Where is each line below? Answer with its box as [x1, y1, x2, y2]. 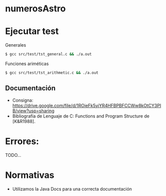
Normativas [5, 169, 55, 181]
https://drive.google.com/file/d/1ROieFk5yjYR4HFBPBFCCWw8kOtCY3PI [12, 102, 162, 108]
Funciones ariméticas [5, 61, 49, 66]
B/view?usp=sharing [12, 108, 55, 114]
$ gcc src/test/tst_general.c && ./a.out [5, 52, 92, 57]
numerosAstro [5, 3, 66, 14]
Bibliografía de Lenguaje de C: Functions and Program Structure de [12, 113, 150, 119]
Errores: [5, 135, 39, 147]
